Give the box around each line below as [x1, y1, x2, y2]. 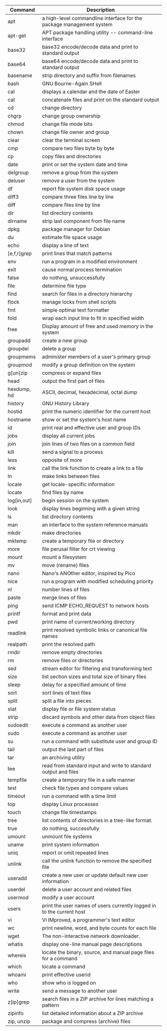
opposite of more [42, 457, 82, 463]
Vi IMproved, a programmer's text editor [42, 916, 136, 923]
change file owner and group [42, 129, 109, 135]
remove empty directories [42, 649, 102, 656]
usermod [7, 894, 29, 901]
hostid [7, 408, 22, 415]
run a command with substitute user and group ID [42, 738, 158, 745]
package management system [42, 21, 113, 28]
